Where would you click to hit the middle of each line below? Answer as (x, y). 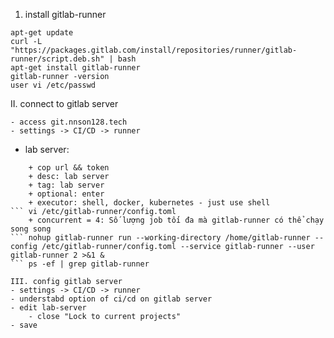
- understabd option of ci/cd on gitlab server (111, 299)
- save (24, 325)
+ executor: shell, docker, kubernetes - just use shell (149, 203)
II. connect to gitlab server (64, 103)
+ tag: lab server (66, 185)
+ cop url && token (69, 168)
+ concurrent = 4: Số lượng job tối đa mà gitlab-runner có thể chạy (176, 220)
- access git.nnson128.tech (69, 122)
